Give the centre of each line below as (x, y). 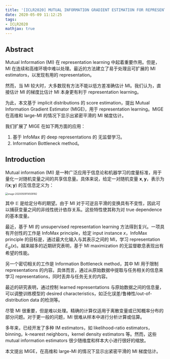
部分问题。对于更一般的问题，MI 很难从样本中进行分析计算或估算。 (75, 317)
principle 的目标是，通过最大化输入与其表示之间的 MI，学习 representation (83, 239)
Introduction (25, 159)
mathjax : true (20, 29)
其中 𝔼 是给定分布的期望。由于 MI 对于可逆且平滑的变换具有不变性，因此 (81, 203)
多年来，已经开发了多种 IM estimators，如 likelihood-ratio (65, 328)
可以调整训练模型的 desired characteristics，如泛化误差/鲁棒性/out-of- (79, 293)
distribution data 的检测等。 (34, 300)
